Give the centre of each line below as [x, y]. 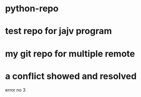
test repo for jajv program [59, 31]
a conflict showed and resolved [71, 76]
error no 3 [15, 90]
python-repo [32, 9]
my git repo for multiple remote [70, 53]
